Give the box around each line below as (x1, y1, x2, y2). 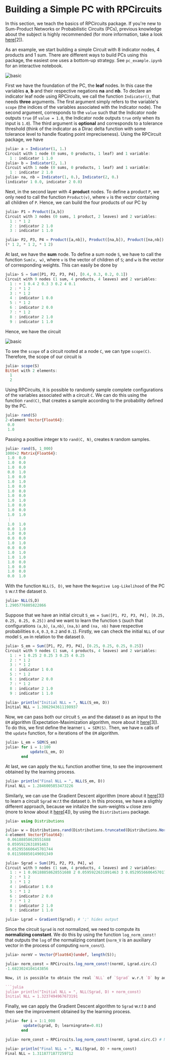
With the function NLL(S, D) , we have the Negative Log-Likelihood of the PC (5, 583, 165, 589)
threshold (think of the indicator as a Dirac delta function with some (5, 126, 146, 132)
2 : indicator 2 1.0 (10, 223, 53, 228)
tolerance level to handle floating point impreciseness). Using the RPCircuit (5, 131, 161, 137)
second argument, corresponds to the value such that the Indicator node (5, 109, 157, 115)
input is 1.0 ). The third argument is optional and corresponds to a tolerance (5, 120, 163, 126)
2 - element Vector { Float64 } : (5, 418, 65, 423)
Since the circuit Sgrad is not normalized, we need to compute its (5, 926, 140, 932)
